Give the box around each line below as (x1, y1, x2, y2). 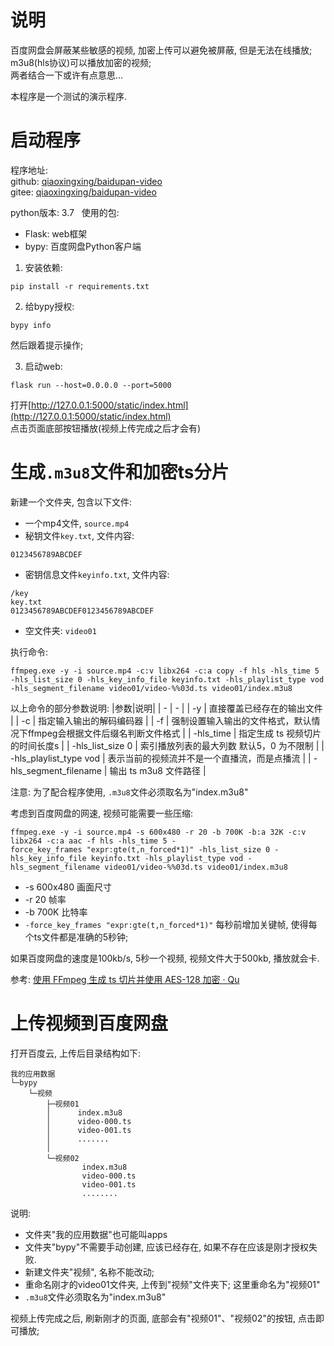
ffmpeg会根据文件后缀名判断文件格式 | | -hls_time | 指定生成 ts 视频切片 (27, 727, 322, 739)
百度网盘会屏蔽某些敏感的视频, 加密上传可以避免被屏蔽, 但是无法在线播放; (10, 44, 313, 56)
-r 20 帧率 (24, 893, 67, 905)
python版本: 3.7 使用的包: (10, 206, 120, 218)
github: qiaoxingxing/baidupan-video (10, 175, 163, 187)
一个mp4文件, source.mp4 (24, 517, 130, 529)
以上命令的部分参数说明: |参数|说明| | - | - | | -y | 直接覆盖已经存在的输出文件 (10, 702, 323, 714)
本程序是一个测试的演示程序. (10, 90, 128, 102)
